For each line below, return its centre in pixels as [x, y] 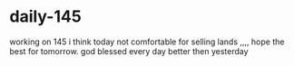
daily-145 [45, 17]
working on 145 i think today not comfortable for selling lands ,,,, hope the [147, 42]
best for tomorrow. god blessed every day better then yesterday [129, 51]
